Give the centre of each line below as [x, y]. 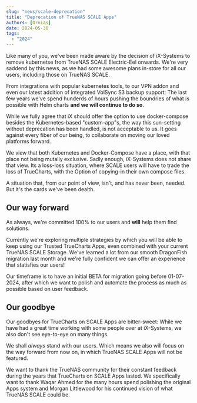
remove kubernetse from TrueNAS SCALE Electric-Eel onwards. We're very [97, 62]
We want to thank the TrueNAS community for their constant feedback [91, 369]
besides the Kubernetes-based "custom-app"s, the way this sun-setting [94, 122]
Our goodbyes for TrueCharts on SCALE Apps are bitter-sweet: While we [94, 322]
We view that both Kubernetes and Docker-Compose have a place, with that [98, 153]
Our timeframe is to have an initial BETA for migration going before [86, 276]
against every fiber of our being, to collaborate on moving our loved [88, 135]
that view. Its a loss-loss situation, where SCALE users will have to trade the [98, 165]
